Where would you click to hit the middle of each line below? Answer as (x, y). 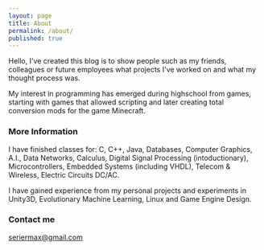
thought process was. (44, 78)
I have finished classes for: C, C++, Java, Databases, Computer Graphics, (130, 149)
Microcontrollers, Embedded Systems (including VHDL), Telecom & (120, 166)
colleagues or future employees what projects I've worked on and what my (132, 70)
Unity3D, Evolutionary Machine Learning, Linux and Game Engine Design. (130, 199)
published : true (35, 38)
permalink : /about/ (41, 31)
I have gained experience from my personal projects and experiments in (128, 191)
